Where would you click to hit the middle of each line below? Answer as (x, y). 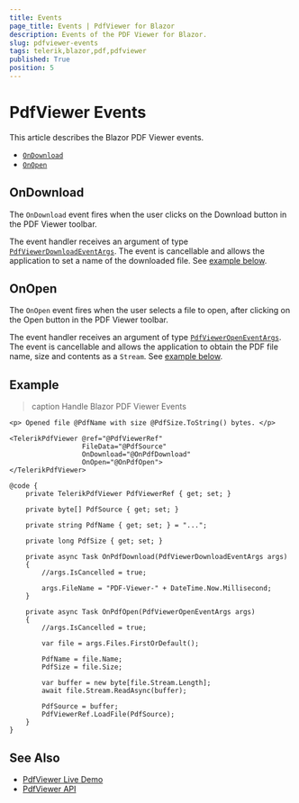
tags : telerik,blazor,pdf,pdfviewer (78, 51)
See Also (35, 758)
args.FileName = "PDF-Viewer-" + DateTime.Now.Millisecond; (157, 589)
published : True (40, 59)
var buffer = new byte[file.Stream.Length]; (127, 683)
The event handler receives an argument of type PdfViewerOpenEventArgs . (145, 338)
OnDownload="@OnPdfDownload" (136, 455)
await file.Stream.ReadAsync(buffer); (114, 691)
